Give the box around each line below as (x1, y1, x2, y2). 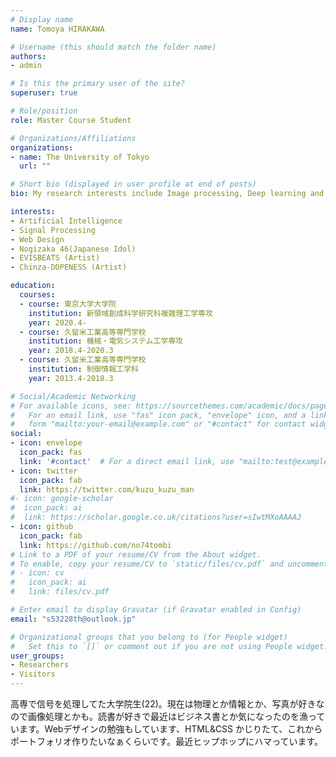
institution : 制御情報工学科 (28, 364, 139, 374)
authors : (10, 51, 47, 61)
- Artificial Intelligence (10, 216, 123, 226)
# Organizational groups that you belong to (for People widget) (10, 632, 288, 642)
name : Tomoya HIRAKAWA (10, 24, 105, 34)
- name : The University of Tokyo (10, 152, 150, 162)
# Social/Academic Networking (10, 391, 137, 401)
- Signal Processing (10, 225, 97, 235)
